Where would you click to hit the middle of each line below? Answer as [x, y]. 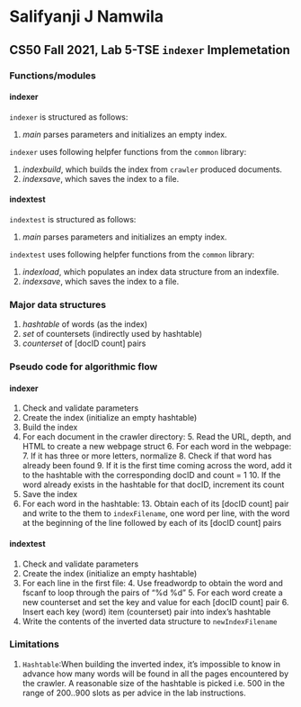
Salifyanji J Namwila [87, 17]
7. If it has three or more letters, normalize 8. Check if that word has [147, 456]
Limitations [35, 644]
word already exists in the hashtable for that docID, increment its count [153, 485]
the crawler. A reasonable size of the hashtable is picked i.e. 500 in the [154, 683]
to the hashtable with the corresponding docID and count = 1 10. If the [151, 476]
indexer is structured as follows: [69, 117]
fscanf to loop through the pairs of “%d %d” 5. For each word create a [152, 593]
